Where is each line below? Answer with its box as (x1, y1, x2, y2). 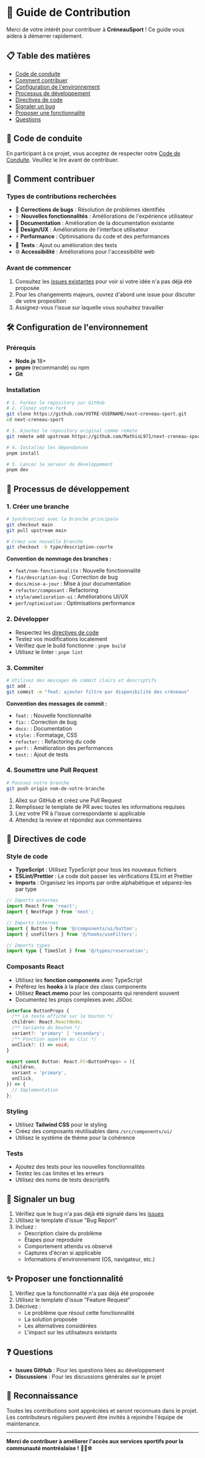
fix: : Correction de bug (15, 718, 77, 726)
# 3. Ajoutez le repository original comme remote (6, 428, 138, 434)
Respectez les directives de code (15, 628, 99, 636)
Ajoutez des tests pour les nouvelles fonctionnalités (15, 1163, 145, 1170)
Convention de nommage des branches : (6, 555, 112, 562)
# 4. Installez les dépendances (6, 444, 88, 450)
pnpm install (6, 450, 40, 456)
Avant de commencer (6, 264, 71, 272)
